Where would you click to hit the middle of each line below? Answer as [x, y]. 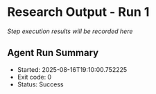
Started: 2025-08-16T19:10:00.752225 [72, 69]
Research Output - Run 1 [78, 12]
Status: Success [40, 84]
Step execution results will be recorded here [70, 31]
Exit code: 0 [34, 77]
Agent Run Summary [53, 53]
